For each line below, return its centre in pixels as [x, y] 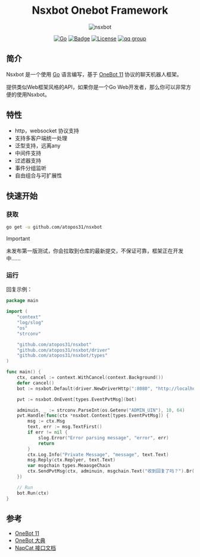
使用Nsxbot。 [33, 94]
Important [18, 239]
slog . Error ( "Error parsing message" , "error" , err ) [103, 438]
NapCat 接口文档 [35, 548]
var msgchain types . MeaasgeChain [69, 466]
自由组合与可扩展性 [38, 175]
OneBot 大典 [30, 540]
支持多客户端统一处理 [41, 138]
